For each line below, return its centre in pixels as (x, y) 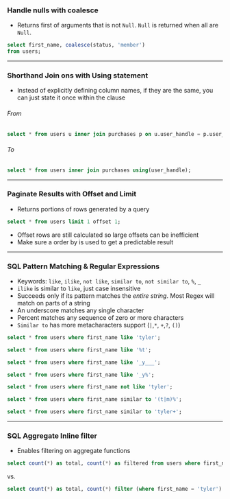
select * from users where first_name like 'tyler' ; (84, 337)
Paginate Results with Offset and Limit (72, 194)
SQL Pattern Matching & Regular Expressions (83, 266)
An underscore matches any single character (80, 310)
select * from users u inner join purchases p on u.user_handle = (104, 134)
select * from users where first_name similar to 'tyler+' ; (95, 412)
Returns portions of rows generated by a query (83, 209)
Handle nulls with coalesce (53, 10)
